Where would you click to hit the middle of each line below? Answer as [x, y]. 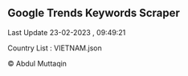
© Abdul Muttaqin [37, 63]
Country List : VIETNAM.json [55, 48]
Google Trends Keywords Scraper [94, 13]
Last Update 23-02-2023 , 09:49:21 [67, 32]
